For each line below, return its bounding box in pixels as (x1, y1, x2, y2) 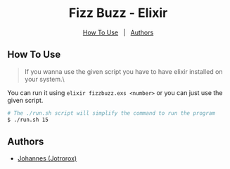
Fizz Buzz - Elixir (68, 5, 168, 21)
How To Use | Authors (82, 28, 154, 37)
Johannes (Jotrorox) (17, 154, 77, 163)
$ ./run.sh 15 (7, 116, 49, 123)
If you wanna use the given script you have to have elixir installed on (24, 67, 223, 75)
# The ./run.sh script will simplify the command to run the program (7, 109, 216, 117)
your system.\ (24, 75, 65, 83)
